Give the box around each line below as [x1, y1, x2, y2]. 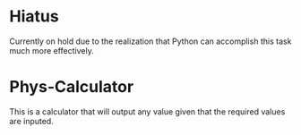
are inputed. [9, 115, 54, 126]
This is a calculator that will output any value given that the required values [9, 105, 286, 117]
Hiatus [9, 6, 60, 27]
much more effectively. [9, 45, 94, 55]
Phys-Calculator [9, 77, 134, 97]
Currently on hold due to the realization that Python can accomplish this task [9, 36, 292, 46]
